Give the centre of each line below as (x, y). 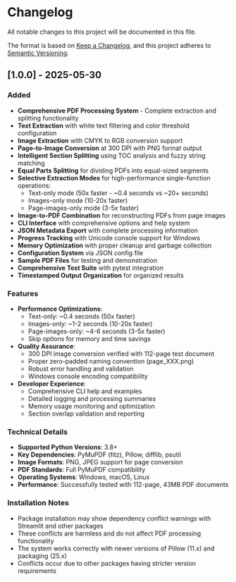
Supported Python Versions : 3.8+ (67, 447)
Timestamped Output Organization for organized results (101, 275)
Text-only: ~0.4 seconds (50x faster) (81, 316)
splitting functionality (48, 118)
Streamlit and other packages (60, 526)
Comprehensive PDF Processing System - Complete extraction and (117, 111)
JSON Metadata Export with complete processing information (108, 230)
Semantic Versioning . (38, 53)
